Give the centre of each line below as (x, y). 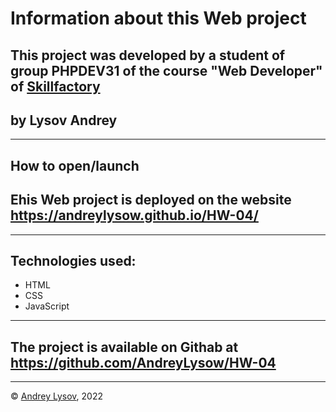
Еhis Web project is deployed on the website (151, 200)
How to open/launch (75, 165)
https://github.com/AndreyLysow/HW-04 (143, 362)
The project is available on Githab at (124, 347)
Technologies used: (73, 260)
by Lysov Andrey (64, 120)
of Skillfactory (55, 86)
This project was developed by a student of (148, 55)
